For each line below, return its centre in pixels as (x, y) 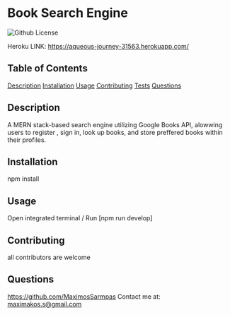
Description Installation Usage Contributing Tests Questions (94, 85)
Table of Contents (48, 69)
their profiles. (27, 140)
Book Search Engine (68, 13)
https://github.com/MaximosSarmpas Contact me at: (84, 296)
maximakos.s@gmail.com (45, 304)
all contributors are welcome (49, 257)
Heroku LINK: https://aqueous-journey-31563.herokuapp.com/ (98, 46)
